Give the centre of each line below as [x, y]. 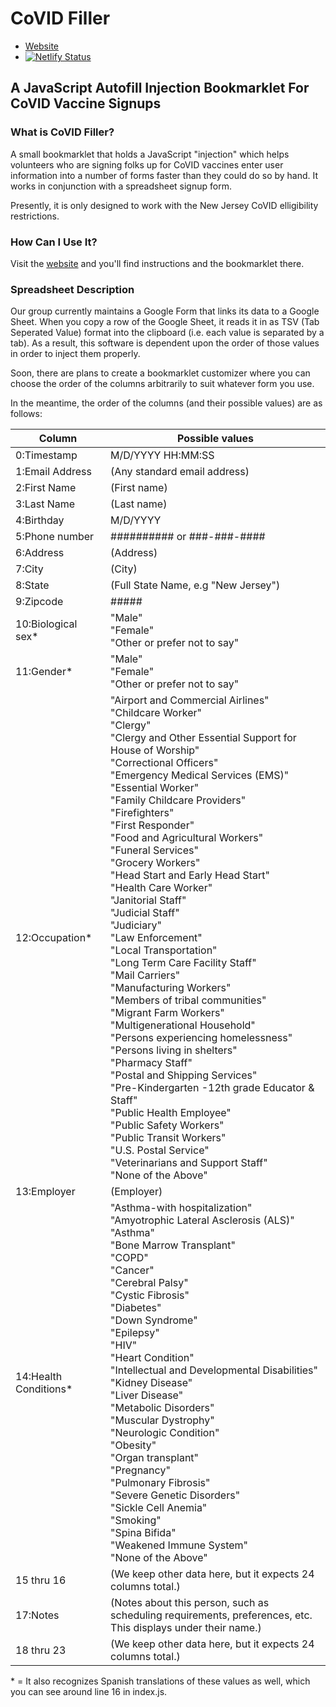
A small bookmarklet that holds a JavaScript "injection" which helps [150, 154]
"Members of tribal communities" [188, 1000]
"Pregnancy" [140, 1470]
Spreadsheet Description [72, 289]
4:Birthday [40, 520]
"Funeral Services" [154, 850]
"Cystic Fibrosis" [150, 1295]
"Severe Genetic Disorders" [175, 1495]
